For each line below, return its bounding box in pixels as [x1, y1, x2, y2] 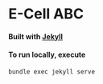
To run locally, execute [8, 50, 86, 60]
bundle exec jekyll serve [8, 67, 95, 76]
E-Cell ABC [8, 5, 84, 23]
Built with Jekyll [8, 31, 63, 41]
